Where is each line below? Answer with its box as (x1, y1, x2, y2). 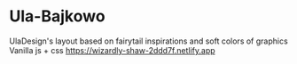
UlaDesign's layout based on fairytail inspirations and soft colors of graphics (9, 36, 288, 46)
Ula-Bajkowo (9, 6, 106, 27)
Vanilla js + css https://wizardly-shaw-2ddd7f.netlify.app (9, 44, 215, 55)
